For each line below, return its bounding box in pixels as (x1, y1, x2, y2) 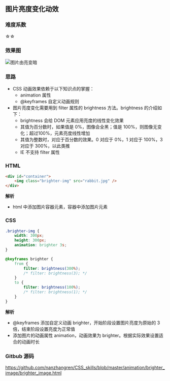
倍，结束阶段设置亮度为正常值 (12, 326, 75, 332)
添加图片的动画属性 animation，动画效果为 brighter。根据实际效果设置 (12, 332, 159, 338)
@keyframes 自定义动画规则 (20, 99, 80, 105)
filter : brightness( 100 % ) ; (23, 285, 81, 290)
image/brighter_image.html (5, 370, 62, 376)
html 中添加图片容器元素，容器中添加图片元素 (12, 204, 108, 210)
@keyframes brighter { (5, 256, 53, 262)
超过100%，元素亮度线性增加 (29, 130, 90, 136)
